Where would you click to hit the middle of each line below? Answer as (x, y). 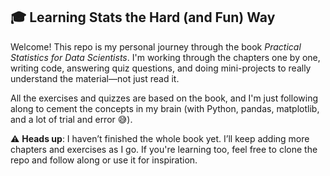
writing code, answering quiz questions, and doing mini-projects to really (161, 68)
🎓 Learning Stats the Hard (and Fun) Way (143, 17)
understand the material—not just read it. (95, 78)
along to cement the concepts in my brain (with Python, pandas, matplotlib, (165, 108)
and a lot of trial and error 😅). (71, 119)
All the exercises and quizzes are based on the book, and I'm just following (164, 98)
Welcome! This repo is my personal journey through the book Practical (156, 46)
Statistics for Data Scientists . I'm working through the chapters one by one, (165, 57)
